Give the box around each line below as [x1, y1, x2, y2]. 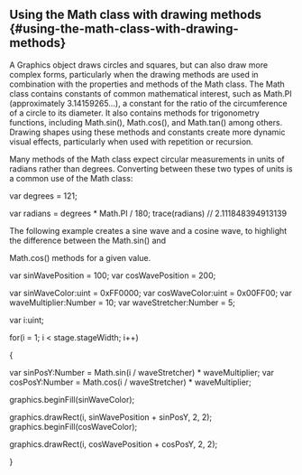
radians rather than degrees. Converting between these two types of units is [9, 163, 293, 174]
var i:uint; [9, 314, 45, 325]
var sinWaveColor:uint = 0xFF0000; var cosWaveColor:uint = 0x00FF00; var [9, 287, 293, 298]
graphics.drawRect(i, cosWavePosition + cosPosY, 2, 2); [9, 438, 218, 450]
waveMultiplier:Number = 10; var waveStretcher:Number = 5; [9, 297, 236, 308]
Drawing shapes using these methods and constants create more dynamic [9, 126, 286, 137]
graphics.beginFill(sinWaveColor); [9, 394, 135, 405]
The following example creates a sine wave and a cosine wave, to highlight [9, 225, 288, 236]
